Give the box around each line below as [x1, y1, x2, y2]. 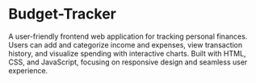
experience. [8, 65, 48, 75]
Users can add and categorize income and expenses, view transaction [8, 39, 243, 49]
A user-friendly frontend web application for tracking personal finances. [8, 31, 248, 41]
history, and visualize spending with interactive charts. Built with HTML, [8, 48, 246, 58]
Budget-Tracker [8, 5, 117, 23]
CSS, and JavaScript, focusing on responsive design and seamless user [8, 57, 248, 67]
